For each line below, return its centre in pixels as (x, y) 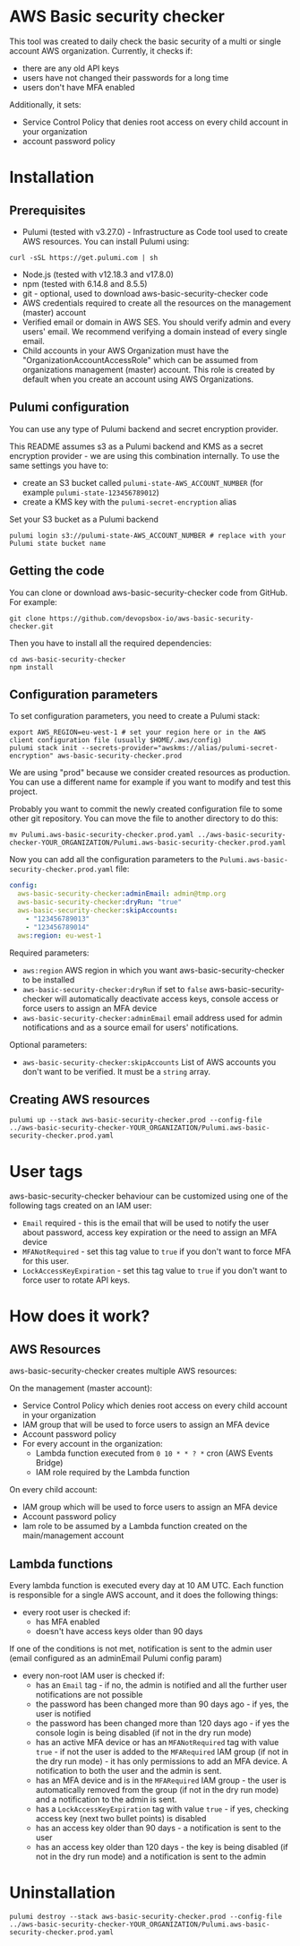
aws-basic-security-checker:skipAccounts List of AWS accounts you (149, 1062)
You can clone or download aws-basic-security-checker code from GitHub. (149, 592)
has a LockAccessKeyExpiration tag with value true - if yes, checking (162, 1809)
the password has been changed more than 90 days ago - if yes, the (162, 1704)
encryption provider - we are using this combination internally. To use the (145, 455)
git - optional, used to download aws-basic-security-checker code (145, 293)
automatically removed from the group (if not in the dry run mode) (157, 1790)
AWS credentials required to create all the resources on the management (156, 303)
